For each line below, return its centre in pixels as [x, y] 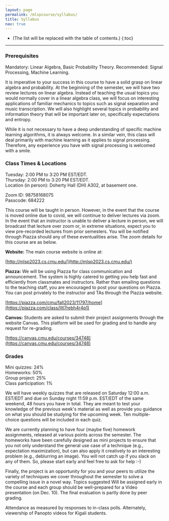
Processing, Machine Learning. [37, 72]
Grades [14, 356]
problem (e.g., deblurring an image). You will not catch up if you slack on [80, 456]
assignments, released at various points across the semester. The [73, 435]
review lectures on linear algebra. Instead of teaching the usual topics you [82, 93]
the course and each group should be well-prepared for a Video [71, 487]
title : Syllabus [22, 19]
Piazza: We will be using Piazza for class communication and [69, 271]
